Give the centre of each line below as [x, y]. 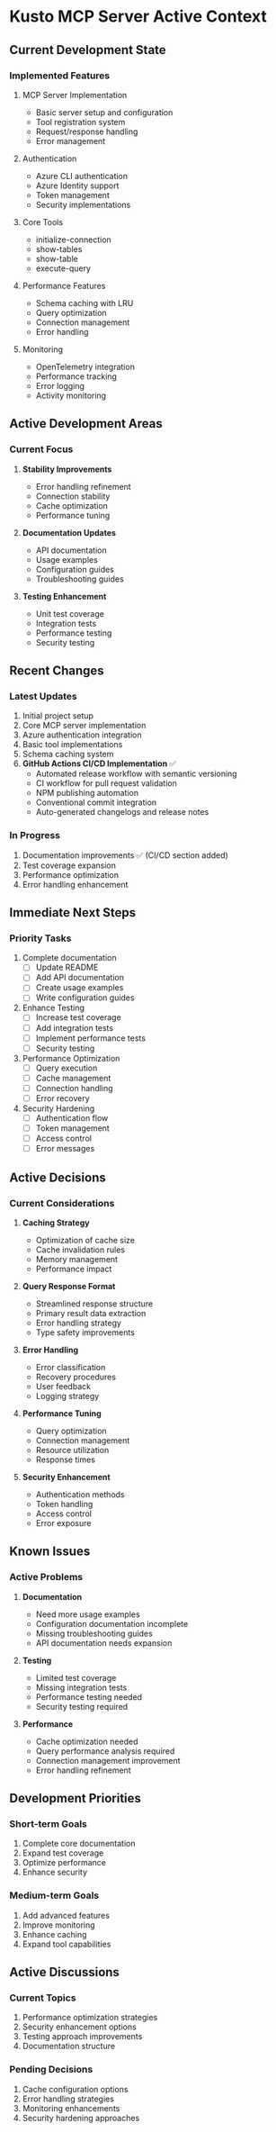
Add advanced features [66, 1915]
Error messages [65, 1149]
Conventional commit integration [96, 802]
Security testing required [82, 1706]
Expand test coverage [63, 1853]
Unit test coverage [70, 613]
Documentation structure [68, 2046]
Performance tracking [76, 376]
